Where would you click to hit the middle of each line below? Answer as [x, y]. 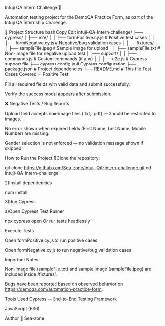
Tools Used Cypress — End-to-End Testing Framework [61, 299]
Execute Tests [20, 230]
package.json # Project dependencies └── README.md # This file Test [78, 69]
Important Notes [22, 260]
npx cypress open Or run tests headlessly [48, 221]
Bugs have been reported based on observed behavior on [64, 284]
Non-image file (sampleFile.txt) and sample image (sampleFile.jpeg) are [78, 269]
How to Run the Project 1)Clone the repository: [53, 158]
